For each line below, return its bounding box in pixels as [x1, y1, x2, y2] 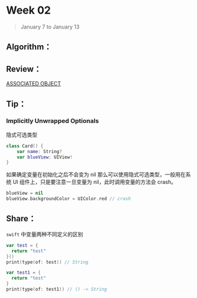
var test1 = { [6, 270, 41, 276]
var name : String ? [17, 148, 62, 154]
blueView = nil [6, 191, 44, 196]
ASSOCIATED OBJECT [6, 80, 61, 87]
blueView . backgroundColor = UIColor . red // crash [6, 196, 131, 202]
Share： [6, 214, 37, 224]
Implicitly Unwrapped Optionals [6, 117, 99, 125]
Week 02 [6, 4, 51, 17]
